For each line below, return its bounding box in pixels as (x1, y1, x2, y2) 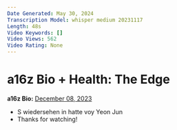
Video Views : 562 (7, 36, 57, 43)
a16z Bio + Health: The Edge (7, 72, 170, 87)
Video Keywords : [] (7, 29, 63, 36)
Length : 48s (7, 23, 41, 30)
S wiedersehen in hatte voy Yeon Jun (17, 107, 123, 116)
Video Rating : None (7, 42, 63, 49)
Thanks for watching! (17, 115, 78, 123)
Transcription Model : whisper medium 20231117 (7, 17, 143, 23)
